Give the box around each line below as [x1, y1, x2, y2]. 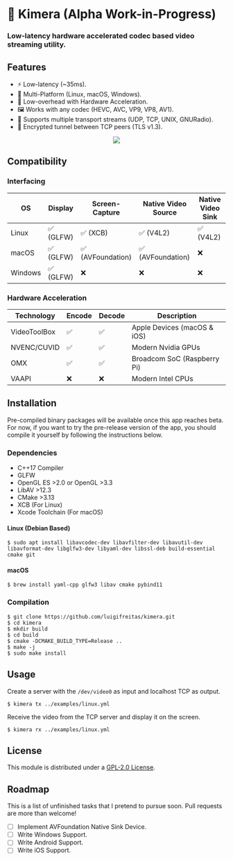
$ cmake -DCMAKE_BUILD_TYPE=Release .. [7, 637, 123, 644]
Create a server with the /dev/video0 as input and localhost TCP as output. [7, 687, 221, 695]
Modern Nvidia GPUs [131, 342, 200, 352]
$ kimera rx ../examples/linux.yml [7, 726, 110, 733]
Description [157, 310, 197, 320]
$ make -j [7, 644, 36, 651]
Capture [92, 208, 120, 217]
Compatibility [7, 156, 67, 167]
